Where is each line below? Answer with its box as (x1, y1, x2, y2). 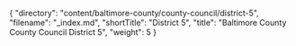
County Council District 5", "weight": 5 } (9, 27, 157, 37)
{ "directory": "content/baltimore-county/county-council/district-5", (9, 8, 259, 18)
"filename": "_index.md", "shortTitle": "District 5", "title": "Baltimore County (9, 17, 287, 28)
